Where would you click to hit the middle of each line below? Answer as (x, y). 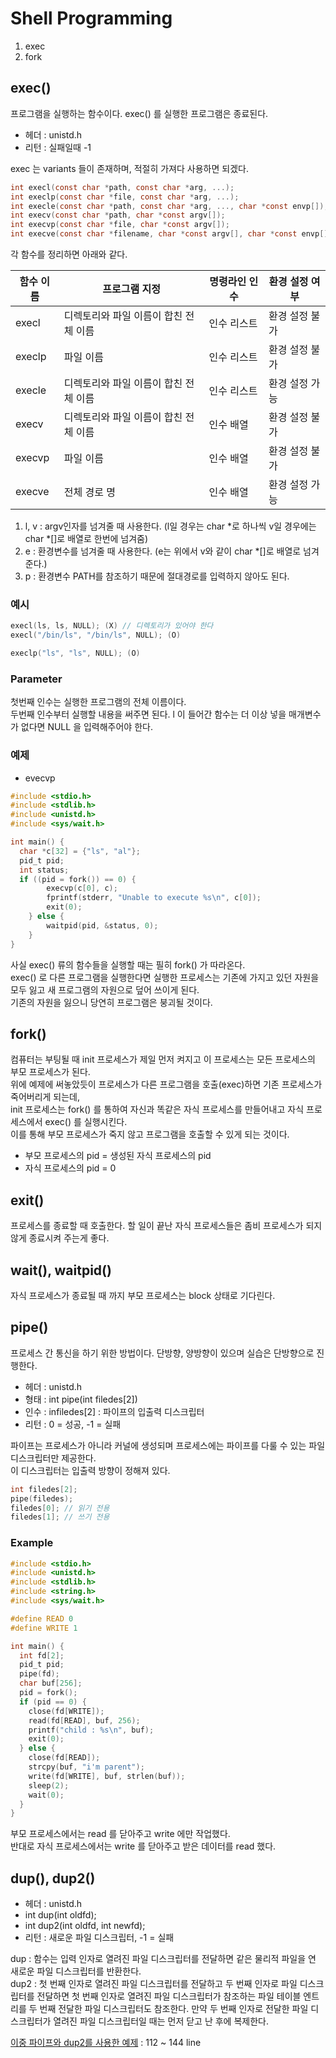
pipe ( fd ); (39, 1674)
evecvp (40, 778)
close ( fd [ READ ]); (64, 1758)
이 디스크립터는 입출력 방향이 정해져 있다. (90, 1470)
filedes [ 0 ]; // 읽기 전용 (60, 1508)
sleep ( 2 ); (49, 1785)
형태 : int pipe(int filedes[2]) (81, 1399)
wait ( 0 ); (46, 1795)
